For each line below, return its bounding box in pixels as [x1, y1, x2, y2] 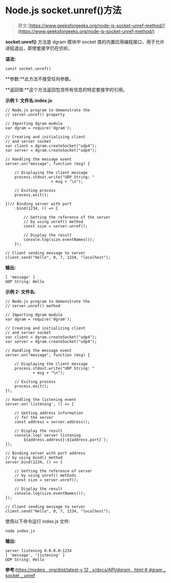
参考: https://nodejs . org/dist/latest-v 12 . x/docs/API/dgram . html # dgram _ [5, 567, 166, 573]
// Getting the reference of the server [23, 215, 111, 220]
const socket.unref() [5, 66, 52, 71]
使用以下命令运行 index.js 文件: [5, 518, 70, 524]
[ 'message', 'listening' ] [5, 552, 65, 557]
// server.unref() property [5, 112, 65, 117]
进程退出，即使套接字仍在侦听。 [5, 45, 72, 51]
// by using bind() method [5, 455, 63, 460]
